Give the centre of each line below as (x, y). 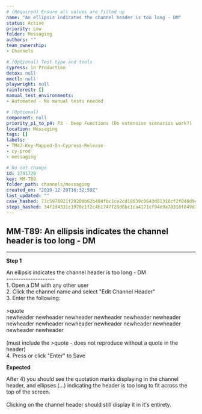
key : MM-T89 (21, 179)
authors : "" (21, 40)
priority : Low (24, 29)
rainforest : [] (25, 90)
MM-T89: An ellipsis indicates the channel (87, 232)
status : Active (25, 23)
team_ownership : (26, 46)
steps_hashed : (24, 207)
